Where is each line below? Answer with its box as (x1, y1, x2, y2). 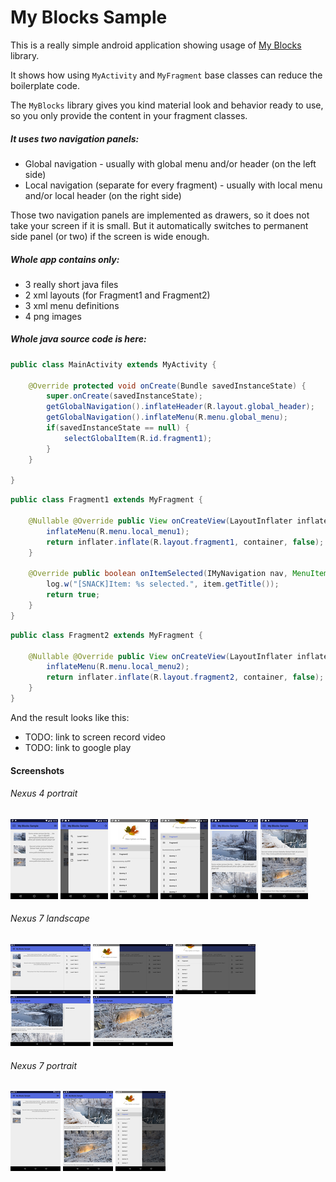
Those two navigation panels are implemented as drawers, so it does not (10, 209, 310, 221)
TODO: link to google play (24, 741, 132, 753)
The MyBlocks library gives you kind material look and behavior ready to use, (10, 99, 324, 111)
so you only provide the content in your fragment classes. (10, 109, 248, 121)
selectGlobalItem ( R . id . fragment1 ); (63, 433, 213, 443)
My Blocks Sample (10, 6, 168, 29)
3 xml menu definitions (24, 299, 120, 311)
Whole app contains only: (10, 253, 120, 265)
